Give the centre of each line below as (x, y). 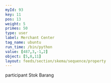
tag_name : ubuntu (23, 42)
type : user (16, 33)
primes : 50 (16, 28)
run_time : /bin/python (29, 47)
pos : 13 (13, 19)
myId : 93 (14, 10)
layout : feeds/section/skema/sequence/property (56, 61)
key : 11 (13, 14)
